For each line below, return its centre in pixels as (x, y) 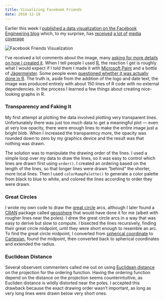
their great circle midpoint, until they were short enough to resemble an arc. (81, 228)
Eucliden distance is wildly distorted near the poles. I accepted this (72, 283)
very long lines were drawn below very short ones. (56, 293)
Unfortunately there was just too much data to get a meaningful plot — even (82, 123)
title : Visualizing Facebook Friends (44, 10)
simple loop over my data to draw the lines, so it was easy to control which (80, 158)
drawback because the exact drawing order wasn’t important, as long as (78, 288)
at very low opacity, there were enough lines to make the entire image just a (82, 127)
